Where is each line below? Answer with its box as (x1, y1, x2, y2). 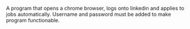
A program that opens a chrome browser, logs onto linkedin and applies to (6, 5, 185, 11)
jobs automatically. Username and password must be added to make (6, 11, 171, 18)
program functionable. (6, 17, 60, 23)
